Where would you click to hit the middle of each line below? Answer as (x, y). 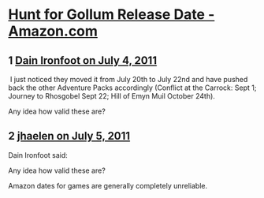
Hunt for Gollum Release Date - (112, 15)
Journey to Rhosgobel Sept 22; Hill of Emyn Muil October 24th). (112, 96)
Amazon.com (53, 31)
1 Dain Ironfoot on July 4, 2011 (83, 60)
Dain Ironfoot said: (38, 155)
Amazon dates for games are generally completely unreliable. (108, 185)
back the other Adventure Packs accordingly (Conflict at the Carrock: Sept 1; (132, 88)
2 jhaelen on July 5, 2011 (69, 136)
